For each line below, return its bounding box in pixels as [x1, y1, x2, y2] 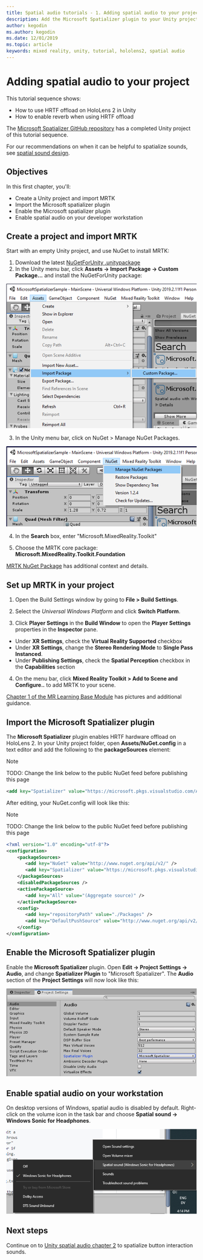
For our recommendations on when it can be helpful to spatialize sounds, [6, 143, 188, 150]
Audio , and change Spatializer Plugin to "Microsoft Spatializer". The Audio [6, 970, 193, 977]
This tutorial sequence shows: [6, 94, 82, 102]
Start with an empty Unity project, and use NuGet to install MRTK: [6, 247, 170, 255]
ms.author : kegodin [6, 29, 56, 35]
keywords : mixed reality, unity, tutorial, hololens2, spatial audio [6, 48, 185, 54]
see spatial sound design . [6, 149, 71, 157]
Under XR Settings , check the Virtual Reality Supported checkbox [14, 638, 182, 645]
